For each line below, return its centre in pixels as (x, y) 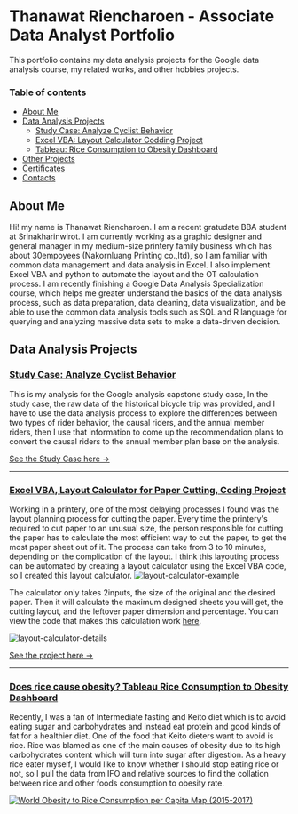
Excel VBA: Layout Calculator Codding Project (119, 140)
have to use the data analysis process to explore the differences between (143, 413)
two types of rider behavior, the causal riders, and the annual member (137, 422)
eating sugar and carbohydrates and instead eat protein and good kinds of (145, 727)
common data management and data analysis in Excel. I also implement (140, 265)
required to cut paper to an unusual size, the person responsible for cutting (146, 528)
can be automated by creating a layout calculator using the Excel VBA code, (148, 566)
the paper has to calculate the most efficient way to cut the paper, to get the (148, 538)
